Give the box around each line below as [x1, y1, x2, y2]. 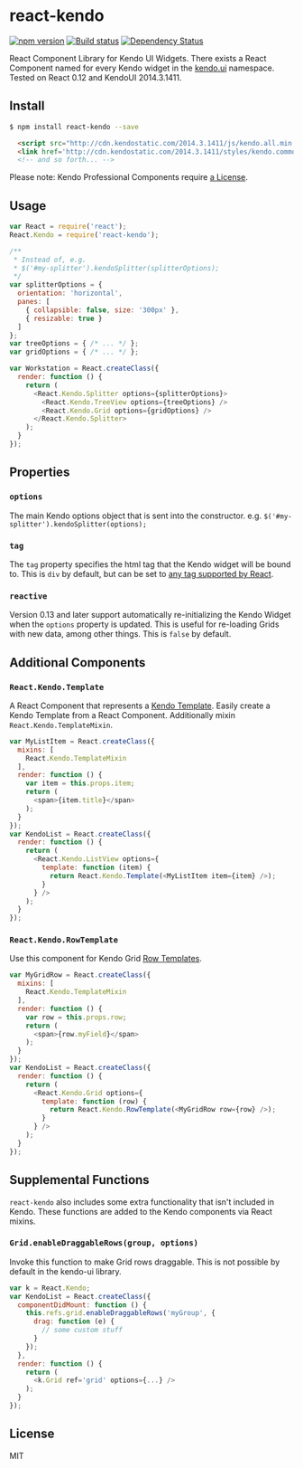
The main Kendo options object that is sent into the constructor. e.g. [9, 510, 262, 521]
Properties [9, 465, 70, 480]
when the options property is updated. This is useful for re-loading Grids [9, 619, 280, 630]
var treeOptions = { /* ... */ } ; [9, 339, 140, 348]
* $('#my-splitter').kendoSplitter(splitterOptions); [13, 263, 220, 272]
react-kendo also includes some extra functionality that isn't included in [9, 1196, 275, 1208]
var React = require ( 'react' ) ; [9, 223, 127, 232]
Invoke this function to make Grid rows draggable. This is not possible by [9, 1256, 280, 1267]
